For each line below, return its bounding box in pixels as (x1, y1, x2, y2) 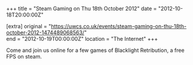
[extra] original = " (6, 23, 51, 30)
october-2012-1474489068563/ (6, 29, 85, 36)
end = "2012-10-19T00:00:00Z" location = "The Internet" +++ (6, 35, 158, 42)
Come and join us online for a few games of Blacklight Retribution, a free (6, 47, 185, 54)
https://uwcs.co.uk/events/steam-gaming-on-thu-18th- (50, 23, 187, 30)
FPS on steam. (6, 53, 42, 60)
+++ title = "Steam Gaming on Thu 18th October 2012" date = (6, 5, 157, 12)
